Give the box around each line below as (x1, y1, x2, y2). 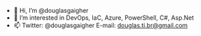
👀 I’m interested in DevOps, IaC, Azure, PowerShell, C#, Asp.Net (13, 14, 194, 22)
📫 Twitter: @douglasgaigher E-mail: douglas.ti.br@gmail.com (13, 21, 188, 29)
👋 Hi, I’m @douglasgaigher (13, 7, 89, 14)
